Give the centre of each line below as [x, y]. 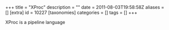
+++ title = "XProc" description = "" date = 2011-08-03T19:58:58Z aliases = [85, 7]
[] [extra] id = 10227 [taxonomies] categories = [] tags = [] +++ [71, 12]
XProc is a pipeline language [35, 22]
